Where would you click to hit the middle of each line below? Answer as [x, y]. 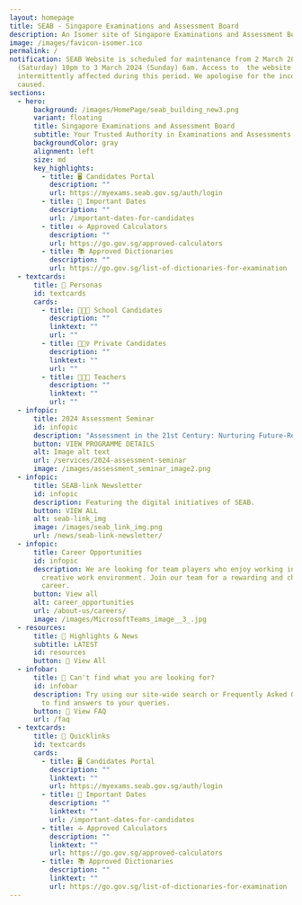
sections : [28, 93]
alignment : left [63, 151]
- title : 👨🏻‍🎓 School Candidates [102, 310]
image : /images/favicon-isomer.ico [76, 43]
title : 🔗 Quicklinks [71, 736]
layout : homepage [42, 18]
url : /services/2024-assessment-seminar [110, 461]
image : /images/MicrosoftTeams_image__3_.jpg [120, 619]
